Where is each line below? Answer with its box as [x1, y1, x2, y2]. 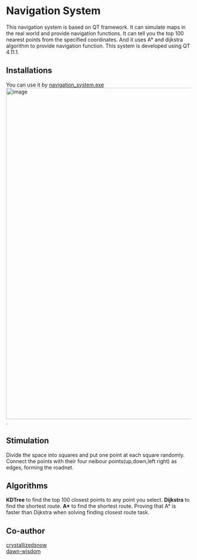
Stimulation [6, 436, 49, 446]
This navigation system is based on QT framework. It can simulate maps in [6, 24, 186, 31]
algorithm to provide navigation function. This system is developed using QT [6, 42, 191, 49]
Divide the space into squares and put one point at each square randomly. [6, 451, 185, 458]
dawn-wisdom [6, 548, 41, 555]
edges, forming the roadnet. [6, 464, 74, 471]
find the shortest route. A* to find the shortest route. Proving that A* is [6, 502, 176, 509]
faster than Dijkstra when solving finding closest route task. [6, 509, 150, 516]
